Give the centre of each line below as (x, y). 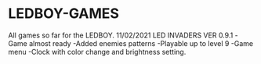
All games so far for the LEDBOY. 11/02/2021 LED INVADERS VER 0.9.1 (121, 35)
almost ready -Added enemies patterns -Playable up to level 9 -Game (141, 43)
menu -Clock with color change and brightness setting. (97, 52)
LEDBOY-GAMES (64, 14)
